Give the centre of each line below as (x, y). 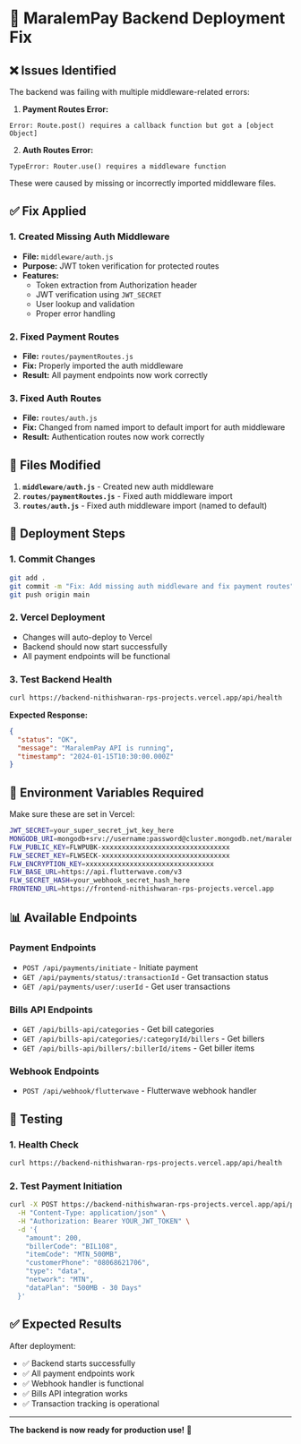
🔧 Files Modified (55, 465)
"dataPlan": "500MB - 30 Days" (84, 1288)
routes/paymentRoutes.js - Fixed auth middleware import (127, 496)
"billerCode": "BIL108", (72, 1246)
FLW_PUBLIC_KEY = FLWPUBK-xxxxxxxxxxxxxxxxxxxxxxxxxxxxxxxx (120, 847)
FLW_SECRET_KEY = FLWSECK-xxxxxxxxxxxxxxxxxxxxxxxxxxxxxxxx (120, 855)
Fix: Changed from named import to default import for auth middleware (154, 427)
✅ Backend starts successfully (79, 1363)
